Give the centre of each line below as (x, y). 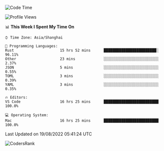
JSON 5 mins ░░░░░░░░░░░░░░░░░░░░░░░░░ (82, 67)
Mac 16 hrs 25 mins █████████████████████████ (82, 121)
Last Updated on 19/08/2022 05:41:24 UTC (48, 134)
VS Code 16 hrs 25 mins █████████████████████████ (82, 102)
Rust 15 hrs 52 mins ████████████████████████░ (82, 50)
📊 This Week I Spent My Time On (40, 27)
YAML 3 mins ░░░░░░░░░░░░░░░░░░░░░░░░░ (82, 85)
